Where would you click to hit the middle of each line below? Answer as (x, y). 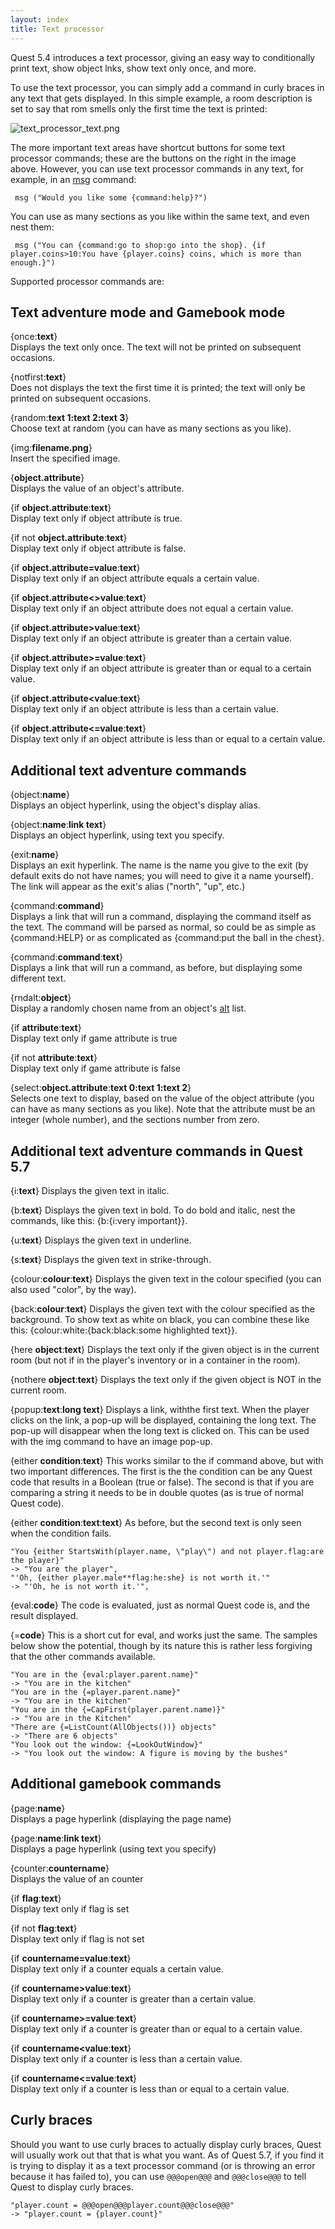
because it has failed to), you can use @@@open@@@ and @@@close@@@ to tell (158, 2176)
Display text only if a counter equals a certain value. (117, 1968)
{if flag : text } (36, 1898)
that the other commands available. (83, 1656)
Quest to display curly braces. (72, 2187)
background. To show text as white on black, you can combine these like (160, 1319)
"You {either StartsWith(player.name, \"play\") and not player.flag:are (167, 1551)
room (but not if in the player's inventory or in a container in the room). (155, 1360)
